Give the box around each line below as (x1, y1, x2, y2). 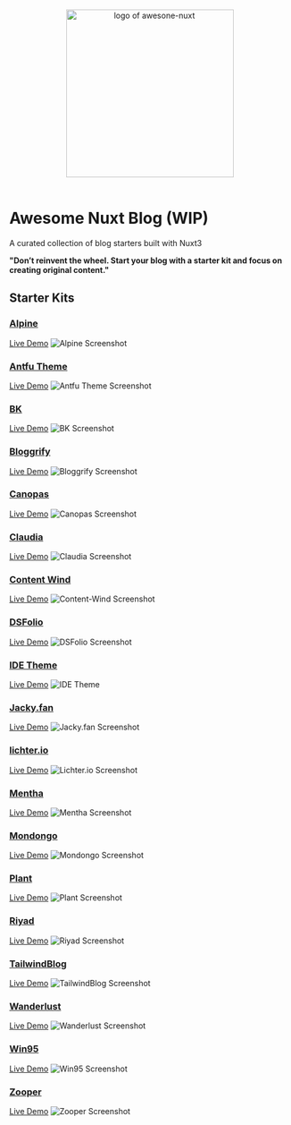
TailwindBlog (9, 958, 67, 970)
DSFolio (9, 616, 44, 628)
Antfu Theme (9, 360, 68, 372)
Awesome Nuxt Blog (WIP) (9, 209, 209, 228)
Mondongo (9, 829, 58, 841)
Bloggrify (9, 446, 51, 458)
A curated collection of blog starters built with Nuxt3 (9, 237, 203, 248)
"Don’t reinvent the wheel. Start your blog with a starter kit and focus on (9, 255, 283, 266)
